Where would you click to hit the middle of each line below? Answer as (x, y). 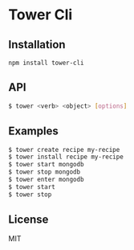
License (28, 220)
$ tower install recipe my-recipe (66, 157)
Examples (33, 131)
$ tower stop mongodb (45, 172)
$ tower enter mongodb (46, 179)
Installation (37, 45)
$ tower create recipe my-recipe (64, 150)
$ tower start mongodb (46, 165)
